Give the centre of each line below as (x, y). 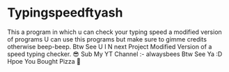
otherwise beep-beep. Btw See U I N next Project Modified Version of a (110, 46)
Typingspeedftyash (65, 13)
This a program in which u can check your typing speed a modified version (115, 32)
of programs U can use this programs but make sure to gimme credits (107, 39)
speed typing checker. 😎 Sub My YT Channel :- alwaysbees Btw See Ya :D (115, 54)
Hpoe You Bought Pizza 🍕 (44, 61)
